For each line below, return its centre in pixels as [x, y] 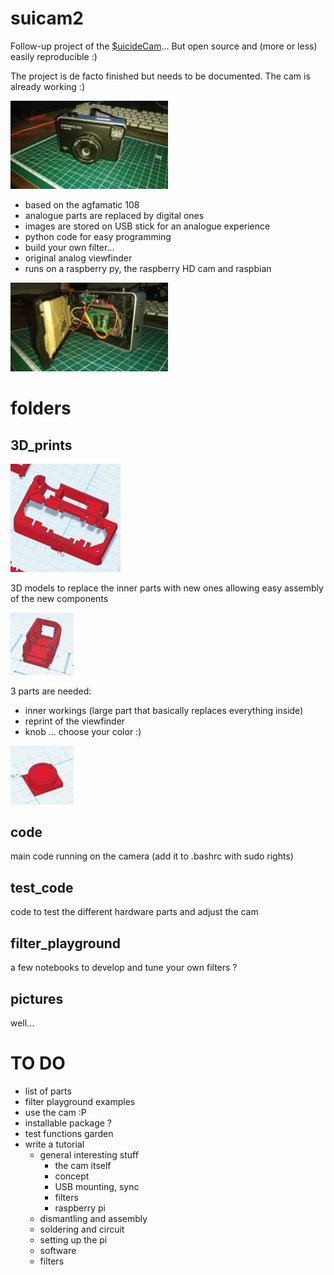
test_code [42, 887]
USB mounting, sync [97, 1186]
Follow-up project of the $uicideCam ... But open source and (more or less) [164, 46]
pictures [37, 998]
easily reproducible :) [54, 56]
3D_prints [41, 445]
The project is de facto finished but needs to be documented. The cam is [160, 76]
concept [72, 1176]
